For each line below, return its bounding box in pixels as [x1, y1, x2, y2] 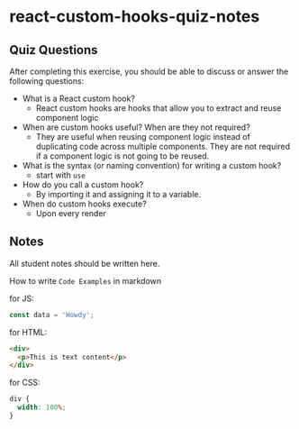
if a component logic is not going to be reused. [35, 151, 210, 161]
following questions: [9, 76, 85, 87]
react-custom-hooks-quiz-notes [9, 6, 260, 27]
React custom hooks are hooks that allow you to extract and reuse [35, 103, 282, 114]
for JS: [9, 293, 34, 304]
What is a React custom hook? [22, 93, 135, 104]
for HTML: [9, 326, 48, 337]
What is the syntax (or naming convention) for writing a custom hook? [22, 160, 282, 170]
